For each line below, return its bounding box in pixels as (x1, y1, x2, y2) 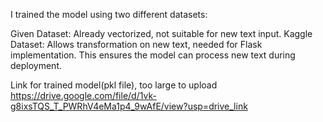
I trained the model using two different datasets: (10, 9, 208, 20)
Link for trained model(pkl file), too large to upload (10, 79, 218, 91)
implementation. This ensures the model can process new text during (10, 49, 296, 61)
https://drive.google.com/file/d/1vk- (10, 90, 157, 101)
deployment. (10, 60, 62, 71)
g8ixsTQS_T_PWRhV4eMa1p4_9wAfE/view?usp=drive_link (10, 100, 248, 112)
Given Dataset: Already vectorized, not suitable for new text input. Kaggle (10, 28, 313, 39)
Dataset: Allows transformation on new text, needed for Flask (10, 39, 263, 50)
